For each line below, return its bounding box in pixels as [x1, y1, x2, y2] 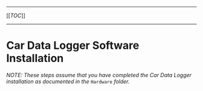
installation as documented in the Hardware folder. [6, 78, 130, 85]
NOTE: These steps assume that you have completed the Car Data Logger [6, 71, 192, 78]
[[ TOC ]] [6, 12, 25, 19]
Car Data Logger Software [6, 39, 140, 52]
